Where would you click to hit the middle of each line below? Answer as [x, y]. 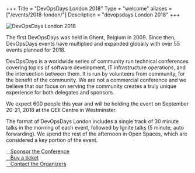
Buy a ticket [25, 157]
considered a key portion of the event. [52, 140]
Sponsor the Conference [40, 151]
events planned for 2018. [36, 50]
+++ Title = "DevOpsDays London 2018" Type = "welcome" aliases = [89, 9]
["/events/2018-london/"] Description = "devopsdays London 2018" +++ [93, 15]
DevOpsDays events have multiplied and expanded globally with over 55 [93, 44]
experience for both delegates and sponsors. [60, 92]
